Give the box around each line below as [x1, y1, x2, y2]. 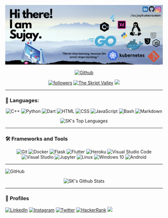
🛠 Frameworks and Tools [5, 135, 68, 142]
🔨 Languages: [5, 97, 39, 104]
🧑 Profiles [5, 195, 29, 202]
